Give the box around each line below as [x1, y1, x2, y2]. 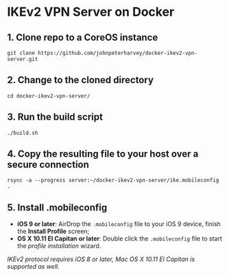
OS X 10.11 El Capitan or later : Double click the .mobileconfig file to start [16, 234, 223, 243]
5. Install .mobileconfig [7, 201, 108, 213]
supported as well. [7, 263, 60, 271]
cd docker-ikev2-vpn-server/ [7, 92, 91, 100]
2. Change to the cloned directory [7, 74, 154, 86]
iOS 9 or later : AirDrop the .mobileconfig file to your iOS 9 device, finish [16, 220, 221, 228]
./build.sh [7, 129, 38, 136]
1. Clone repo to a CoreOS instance [7, 32, 158, 43]
